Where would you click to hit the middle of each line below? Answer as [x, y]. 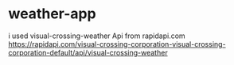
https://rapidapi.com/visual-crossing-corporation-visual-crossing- [117, 44]
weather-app [53, 14]
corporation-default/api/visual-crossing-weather [88, 52]
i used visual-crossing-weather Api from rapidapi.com [97, 36]
